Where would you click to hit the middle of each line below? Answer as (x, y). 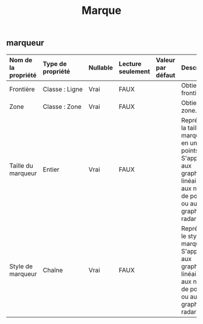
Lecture (130, 64)
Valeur (166, 60)
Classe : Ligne (63, 89)
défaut (166, 75)
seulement (134, 71)
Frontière (22, 89)
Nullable (101, 67)
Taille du (21, 165)
